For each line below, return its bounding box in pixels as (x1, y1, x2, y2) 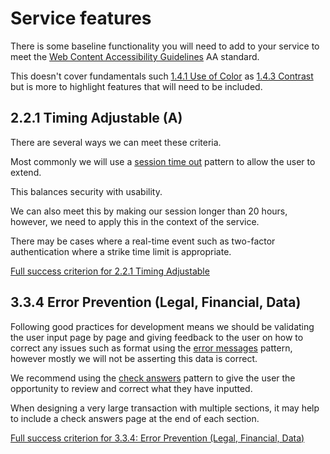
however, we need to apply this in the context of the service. (10, 215, 260, 227)
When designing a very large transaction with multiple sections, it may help (10, 402, 320, 414)
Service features (10, 7, 152, 30)
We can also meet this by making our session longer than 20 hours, (10, 205, 288, 217)
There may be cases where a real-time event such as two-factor (10, 235, 276, 247)
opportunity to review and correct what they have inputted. (10, 382, 253, 394)
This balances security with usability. (10, 185, 163, 197)
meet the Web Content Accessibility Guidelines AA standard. (10, 50, 260, 62)
